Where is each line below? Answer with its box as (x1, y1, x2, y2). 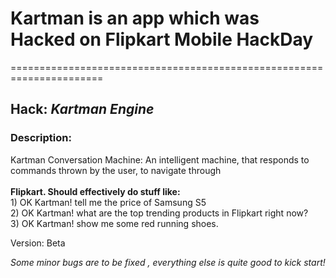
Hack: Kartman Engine (10, 101, 155, 118)
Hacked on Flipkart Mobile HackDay (10, 28, 314, 51)
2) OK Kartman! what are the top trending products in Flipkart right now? (10, 207, 309, 219)
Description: (10, 131, 72, 145)
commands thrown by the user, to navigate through (10, 164, 222, 176)
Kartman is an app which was (10, 7, 260, 30)
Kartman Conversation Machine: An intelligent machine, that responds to (10, 153, 310, 166)
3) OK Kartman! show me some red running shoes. (10, 217, 219, 229)
